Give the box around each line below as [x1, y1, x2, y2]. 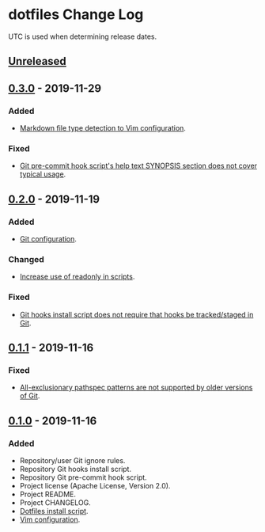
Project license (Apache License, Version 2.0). [19, 481, 171, 490]
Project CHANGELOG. [19, 497, 91, 507]
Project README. [19, 489, 77, 499]
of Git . [19, 391, 40, 401]
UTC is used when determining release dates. [8, 32, 157, 41]
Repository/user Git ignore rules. [19, 455, 126, 465]
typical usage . [19, 169, 66, 179]
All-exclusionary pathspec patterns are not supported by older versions [19, 382, 253, 393]
